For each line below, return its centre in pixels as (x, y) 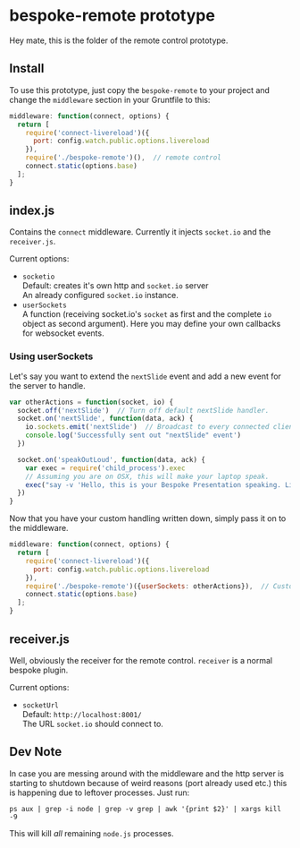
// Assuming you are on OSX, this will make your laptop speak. (147, 476)
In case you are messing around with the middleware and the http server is (146, 773)
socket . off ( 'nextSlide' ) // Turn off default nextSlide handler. (143, 410)
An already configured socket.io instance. (100, 296)
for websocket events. (63, 333)
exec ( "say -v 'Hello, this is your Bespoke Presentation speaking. (153, 484)
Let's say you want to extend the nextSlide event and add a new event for (145, 376)
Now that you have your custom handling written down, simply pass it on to (148, 518)
